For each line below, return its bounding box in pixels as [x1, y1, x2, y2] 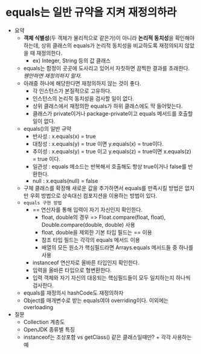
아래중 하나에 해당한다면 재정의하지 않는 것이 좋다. [23, 79, 141, 87]
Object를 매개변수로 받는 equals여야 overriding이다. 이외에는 [23, 297, 169, 304]
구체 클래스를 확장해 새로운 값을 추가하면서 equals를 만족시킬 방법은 [23, 184, 183, 191]
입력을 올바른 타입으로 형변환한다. [32, 266, 112, 274]
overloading [23, 303, 54, 310]
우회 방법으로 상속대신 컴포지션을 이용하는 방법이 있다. [30, 192, 158, 199]
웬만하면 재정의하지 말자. [23, 72, 82, 79]
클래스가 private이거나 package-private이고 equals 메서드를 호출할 [32, 110, 193, 117]
